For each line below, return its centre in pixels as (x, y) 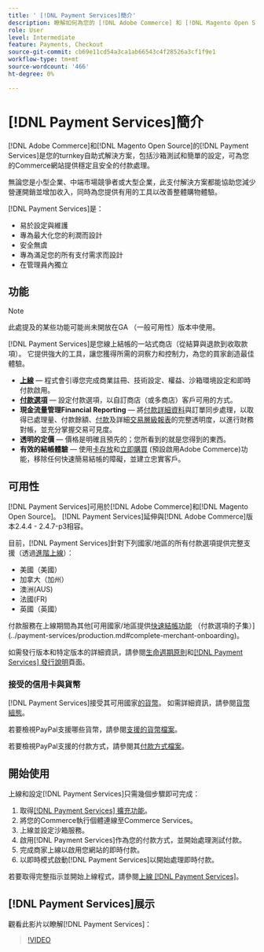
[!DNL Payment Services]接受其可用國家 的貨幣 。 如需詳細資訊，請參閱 (122, 703)
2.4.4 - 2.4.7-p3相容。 (51, 526)
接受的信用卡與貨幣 (44, 684)
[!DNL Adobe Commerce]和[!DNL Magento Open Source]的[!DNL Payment (128, 146)
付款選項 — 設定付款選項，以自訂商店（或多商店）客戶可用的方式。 (128, 400)
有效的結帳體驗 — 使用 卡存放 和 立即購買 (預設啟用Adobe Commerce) (130, 449)
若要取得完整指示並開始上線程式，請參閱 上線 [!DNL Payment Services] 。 (126, 876)
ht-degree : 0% (31, 74)
